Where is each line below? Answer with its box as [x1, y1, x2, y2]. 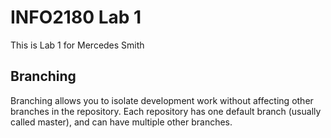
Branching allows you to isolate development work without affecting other [10, 94, 314, 106]
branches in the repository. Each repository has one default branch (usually [10, 105, 322, 117]
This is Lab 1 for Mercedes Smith [10, 39, 145, 51]
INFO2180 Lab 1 [10, 6, 142, 29]
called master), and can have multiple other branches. [10, 116, 233, 128]
